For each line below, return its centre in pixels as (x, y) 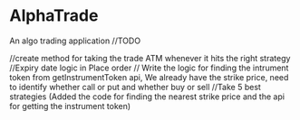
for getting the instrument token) (70, 106)
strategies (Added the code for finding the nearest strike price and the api (147, 97)
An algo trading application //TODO (75, 41)
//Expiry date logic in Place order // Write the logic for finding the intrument (149, 68)
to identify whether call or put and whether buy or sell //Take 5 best (135, 87)
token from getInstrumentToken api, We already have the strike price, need (149, 77)
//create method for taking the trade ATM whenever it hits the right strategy (150, 58)
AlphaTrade (54, 16)
